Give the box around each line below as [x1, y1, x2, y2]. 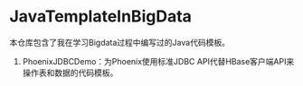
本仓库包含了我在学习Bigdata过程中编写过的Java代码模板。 [9, 37, 231, 47]
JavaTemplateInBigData [9, 6, 193, 27]
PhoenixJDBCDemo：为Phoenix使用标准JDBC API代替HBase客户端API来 [22, 56, 295, 66]
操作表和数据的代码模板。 [22, 67, 118, 78]
